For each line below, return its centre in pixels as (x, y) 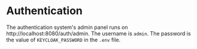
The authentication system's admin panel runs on (67, 27)
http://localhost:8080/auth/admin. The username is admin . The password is (99, 33)
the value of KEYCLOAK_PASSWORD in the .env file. (63, 40)
